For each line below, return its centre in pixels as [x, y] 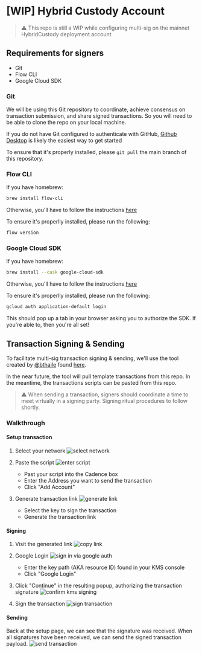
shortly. [30, 407]
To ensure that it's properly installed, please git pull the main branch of [96, 152]
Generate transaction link [46, 499]
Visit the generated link [44, 544]
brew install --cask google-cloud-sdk [55, 272]
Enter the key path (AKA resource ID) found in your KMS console [104, 568]
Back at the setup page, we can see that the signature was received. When [99, 631]
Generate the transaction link [60, 517]
